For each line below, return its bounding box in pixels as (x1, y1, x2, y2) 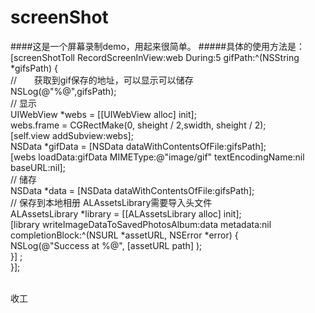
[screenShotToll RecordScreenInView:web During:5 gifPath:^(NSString (10, 51, 300, 63)
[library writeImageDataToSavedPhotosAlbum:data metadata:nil (10, 218, 272, 230)
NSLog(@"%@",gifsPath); (10, 85, 117, 97)
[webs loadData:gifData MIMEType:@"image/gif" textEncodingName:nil (10, 151, 305, 163)
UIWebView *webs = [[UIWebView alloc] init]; (10, 108, 197, 120)
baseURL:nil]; (10, 161, 66, 173)
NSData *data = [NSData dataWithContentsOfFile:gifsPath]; (10, 184, 255, 196)
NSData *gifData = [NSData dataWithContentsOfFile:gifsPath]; (10, 140, 267, 152)
